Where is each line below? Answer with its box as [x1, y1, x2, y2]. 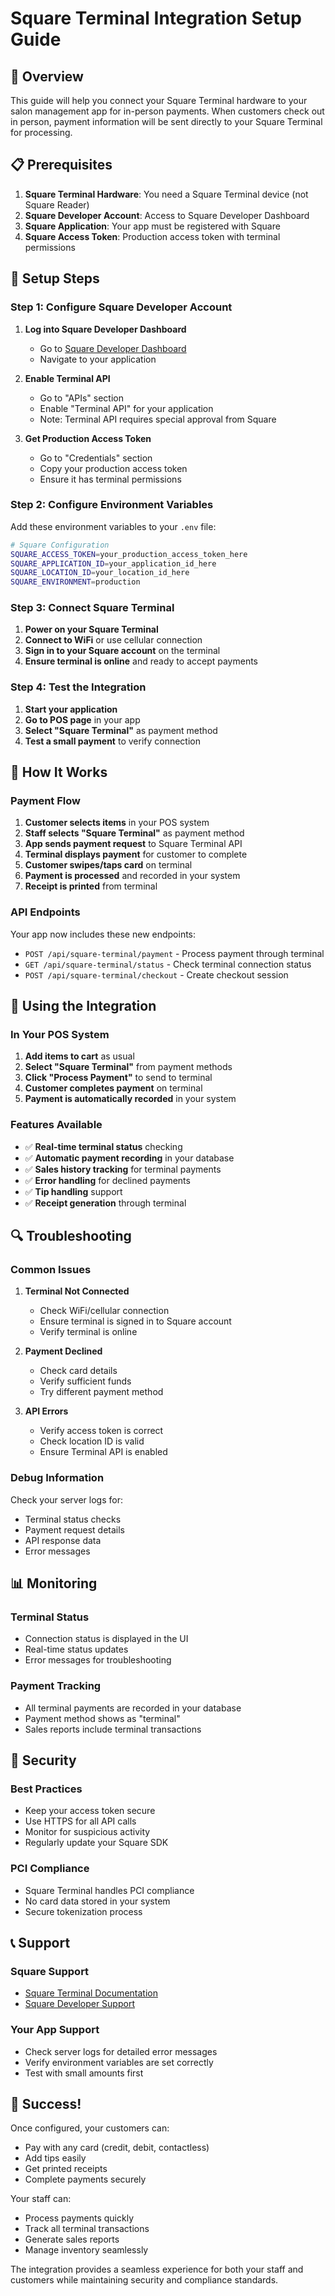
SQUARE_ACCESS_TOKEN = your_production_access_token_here [10, 549, 248, 559]
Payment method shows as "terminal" [24, 1712, 181, 1724]
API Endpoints [10, 905, 81, 919]
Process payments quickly [24, 2212, 134, 2224]
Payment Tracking [10, 1679, 102, 1693]
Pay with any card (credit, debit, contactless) [24, 2142, 210, 2154]
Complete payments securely [24, 2173, 147, 2186]
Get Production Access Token [24, 432, 152, 444]
